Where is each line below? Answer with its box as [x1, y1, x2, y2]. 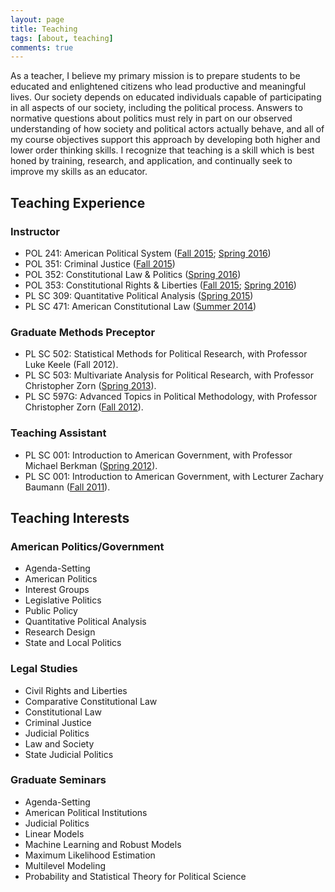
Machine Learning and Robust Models [24, 838, 182, 850]
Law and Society [24, 737, 95, 750]
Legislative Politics [24, 594, 102, 606]
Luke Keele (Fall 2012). [24, 359, 119, 371]
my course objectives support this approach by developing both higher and [10, 134, 321, 146]
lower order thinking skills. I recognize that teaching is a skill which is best [10, 144, 315, 156]
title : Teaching [10, 24, 78, 34]
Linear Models [24, 827, 85, 840]
